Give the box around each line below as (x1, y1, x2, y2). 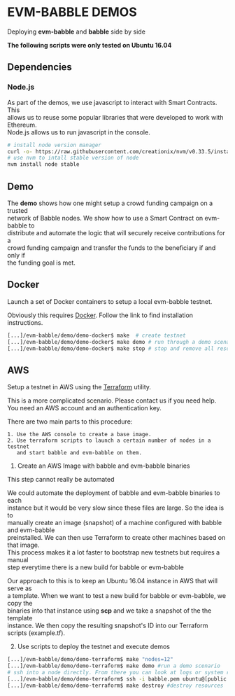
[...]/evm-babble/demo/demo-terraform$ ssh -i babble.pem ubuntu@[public (7, 675, 227, 683)
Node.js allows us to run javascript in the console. (7, 127, 150, 137)
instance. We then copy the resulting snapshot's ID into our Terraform (7, 621, 208, 630)
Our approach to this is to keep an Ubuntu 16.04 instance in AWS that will (7, 577, 218, 585)
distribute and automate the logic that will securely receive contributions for (7, 228, 225, 237)
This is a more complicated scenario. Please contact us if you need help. (7, 396, 217, 405)
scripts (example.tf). (7, 629, 65, 637)
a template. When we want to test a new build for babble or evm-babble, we (7, 592, 226, 600)
